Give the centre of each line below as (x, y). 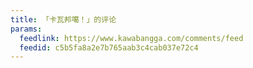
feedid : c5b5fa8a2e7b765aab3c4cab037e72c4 (109, 47)
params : (26, 29)
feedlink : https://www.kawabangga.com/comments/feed (131, 38)
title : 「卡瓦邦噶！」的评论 (63, 19)
